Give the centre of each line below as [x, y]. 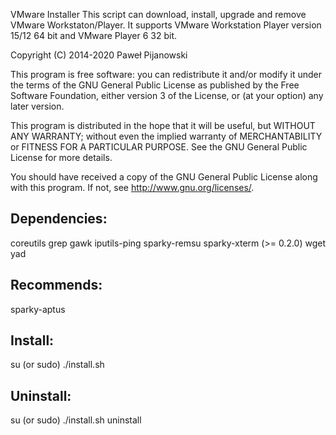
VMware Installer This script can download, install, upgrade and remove [158, 14]
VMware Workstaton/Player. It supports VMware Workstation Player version [166, 25]
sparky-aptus [38, 309]
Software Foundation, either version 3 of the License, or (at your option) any [167, 95]
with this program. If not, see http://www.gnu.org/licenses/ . [132, 187]
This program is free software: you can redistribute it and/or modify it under [166, 74]
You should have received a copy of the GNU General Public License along [164, 177]
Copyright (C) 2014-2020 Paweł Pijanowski [99, 55]
